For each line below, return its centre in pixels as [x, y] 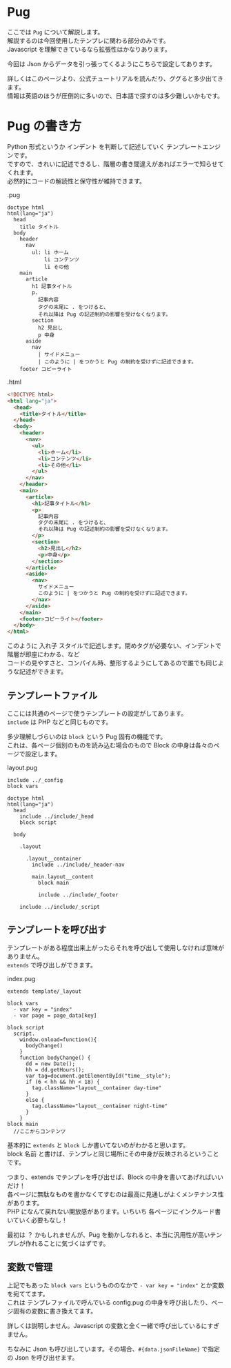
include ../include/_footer [78, 895]
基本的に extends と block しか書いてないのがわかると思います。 [98, 1145]
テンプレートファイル [52, 695]
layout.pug [22, 767]
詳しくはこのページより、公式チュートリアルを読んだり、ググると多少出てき [115, 78]
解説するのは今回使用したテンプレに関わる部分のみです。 [89, 40]
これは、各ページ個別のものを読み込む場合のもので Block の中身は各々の [110, 745]
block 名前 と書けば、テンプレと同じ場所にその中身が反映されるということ [113, 1154]
